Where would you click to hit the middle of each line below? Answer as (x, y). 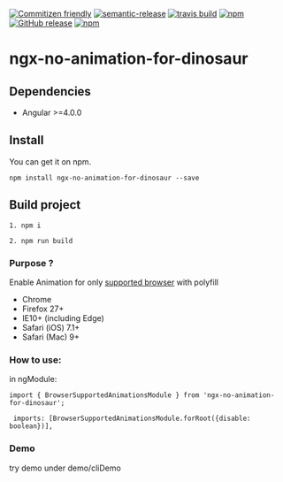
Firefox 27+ (43, 309)
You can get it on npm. (50, 161)
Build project (45, 205)
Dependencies (50, 92)
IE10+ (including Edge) (63, 318)
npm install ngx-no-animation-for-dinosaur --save (104, 178)
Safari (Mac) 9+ (50, 337)
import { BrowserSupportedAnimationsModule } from (104, 395)
